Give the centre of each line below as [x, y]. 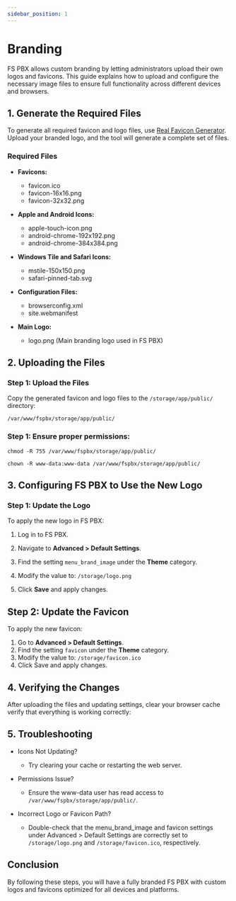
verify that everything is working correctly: [69, 712]
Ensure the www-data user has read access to [96, 792]
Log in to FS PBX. [43, 535]
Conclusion [33, 865]
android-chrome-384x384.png [73, 243]
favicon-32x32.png [56, 200]
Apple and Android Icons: [56, 214]
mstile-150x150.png [57, 271]
